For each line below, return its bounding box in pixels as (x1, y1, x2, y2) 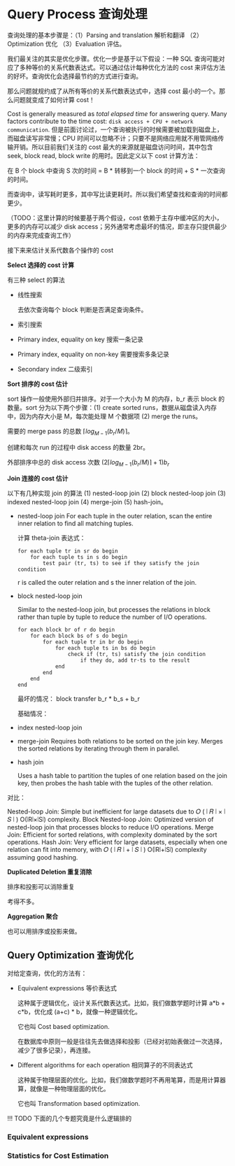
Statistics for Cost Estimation (7, 1151, 109, 1161)
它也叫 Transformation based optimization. (17, 1100, 141, 1108)
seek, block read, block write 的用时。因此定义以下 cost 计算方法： (7, 151, 201, 159)
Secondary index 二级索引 (17, 364, 93, 373)
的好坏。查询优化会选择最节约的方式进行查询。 (7, 71, 142, 80)
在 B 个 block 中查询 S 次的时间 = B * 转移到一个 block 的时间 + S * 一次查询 (7, 166, 225, 175)
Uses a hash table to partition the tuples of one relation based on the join (17, 771, 227, 780)
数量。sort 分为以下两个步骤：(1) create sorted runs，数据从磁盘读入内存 (7, 403, 217, 411)
